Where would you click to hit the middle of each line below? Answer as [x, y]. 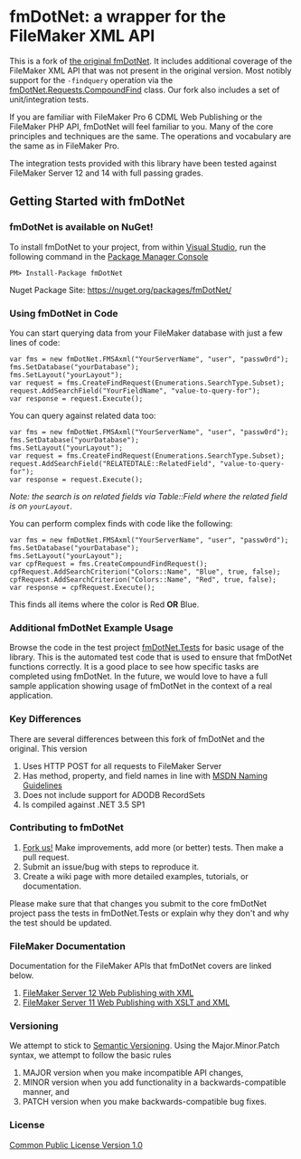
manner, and [46, 1092]
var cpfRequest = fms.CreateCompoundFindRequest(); [108, 564]
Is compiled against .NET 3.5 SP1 [84, 804]
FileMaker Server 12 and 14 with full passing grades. [106, 173]
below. [22, 975]
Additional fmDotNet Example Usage [91, 628]
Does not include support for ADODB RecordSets [114, 794]
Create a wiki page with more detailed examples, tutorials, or [135, 876]
